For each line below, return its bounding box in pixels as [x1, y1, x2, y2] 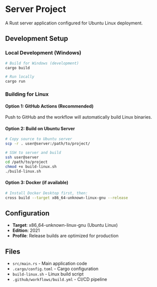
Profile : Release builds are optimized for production [12, 233, 119, 239]
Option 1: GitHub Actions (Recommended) [5, 103, 94, 109]
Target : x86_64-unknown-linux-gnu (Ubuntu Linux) [12, 222, 118, 228]
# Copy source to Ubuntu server [5, 137, 72, 142]
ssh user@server [5, 155, 39, 160]
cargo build [5, 65, 30, 70]
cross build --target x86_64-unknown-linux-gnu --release [5, 195, 128, 200]
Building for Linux [5, 91, 49, 98]
